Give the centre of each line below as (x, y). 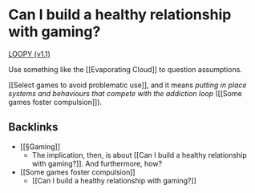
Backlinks (33, 127)
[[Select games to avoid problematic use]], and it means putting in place (127, 85)
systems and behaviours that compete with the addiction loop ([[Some (125, 93)
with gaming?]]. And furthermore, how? (97, 163)
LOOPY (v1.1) (29, 54)
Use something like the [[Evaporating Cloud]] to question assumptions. (125, 69)
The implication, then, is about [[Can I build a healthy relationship (139, 155)
